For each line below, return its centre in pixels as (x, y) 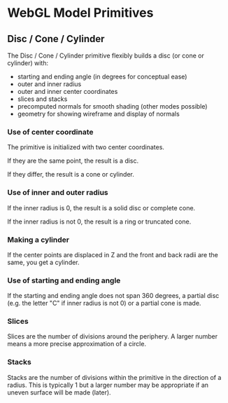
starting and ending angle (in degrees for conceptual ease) (102, 76)
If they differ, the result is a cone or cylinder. (71, 175)
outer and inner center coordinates (67, 91)
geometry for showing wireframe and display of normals (98, 114)
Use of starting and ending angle (64, 280)
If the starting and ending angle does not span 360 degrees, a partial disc (113, 296)
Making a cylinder (38, 240)
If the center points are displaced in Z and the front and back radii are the (113, 254)
